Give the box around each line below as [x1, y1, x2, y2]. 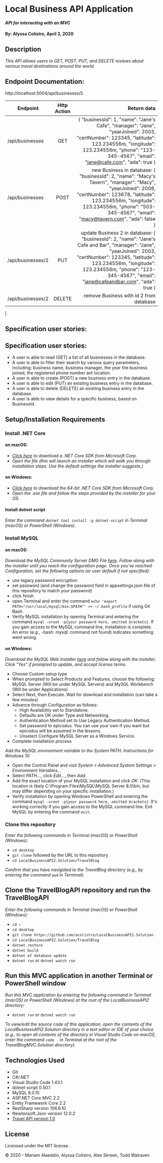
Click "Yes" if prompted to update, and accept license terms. [5, 661, 127, 667]
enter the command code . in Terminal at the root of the [5, 1037, 117, 1043]
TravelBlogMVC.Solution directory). [5, 1042, 76, 1048]
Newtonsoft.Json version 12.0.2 [12, 1110, 76, 1117]
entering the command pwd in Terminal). [5, 872, 85, 878]
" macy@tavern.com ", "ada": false [79, 215, 156, 222]
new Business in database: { [91, 167, 156, 174]
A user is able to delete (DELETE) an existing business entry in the [12, 386, 144, 391]
